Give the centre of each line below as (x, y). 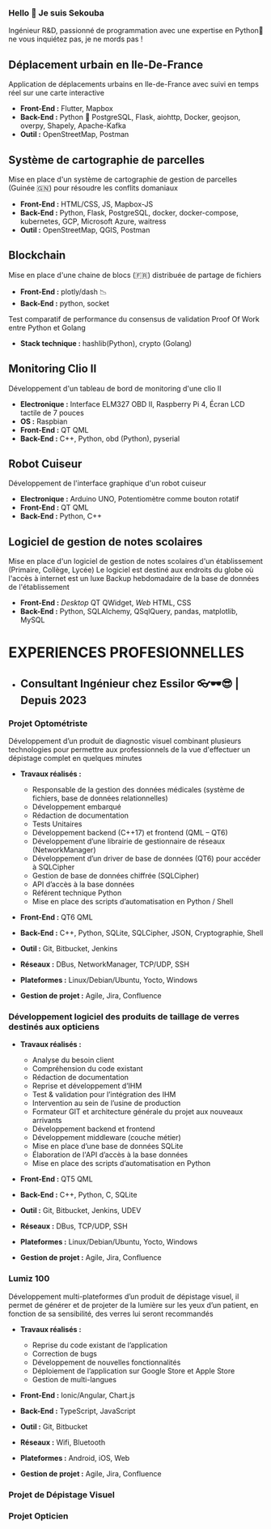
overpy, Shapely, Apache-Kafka (73, 126)
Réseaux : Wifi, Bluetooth (63, 1442)
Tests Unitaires (57, 824)
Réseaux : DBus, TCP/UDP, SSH (74, 1226)
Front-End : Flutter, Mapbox (66, 109)
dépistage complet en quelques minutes (75, 758)
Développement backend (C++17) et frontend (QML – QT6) (130, 833)
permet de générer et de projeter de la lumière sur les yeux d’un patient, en (133, 1305)
